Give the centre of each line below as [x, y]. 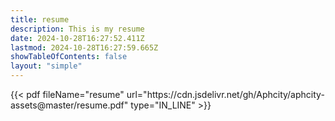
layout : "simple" [46, 66]
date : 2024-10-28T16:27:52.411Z [77, 38]
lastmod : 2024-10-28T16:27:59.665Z [84, 47]
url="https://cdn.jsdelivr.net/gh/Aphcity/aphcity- [225, 94]
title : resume [40, 19]
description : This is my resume [77, 29]
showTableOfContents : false [69, 57]
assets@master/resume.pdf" [69, 105]
